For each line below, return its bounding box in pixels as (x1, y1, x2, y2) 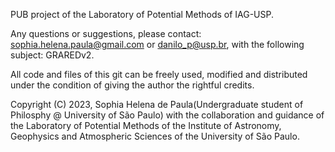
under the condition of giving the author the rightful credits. (10, 79, 255, 91)
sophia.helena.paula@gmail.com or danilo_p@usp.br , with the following (10, 39, 305, 50)
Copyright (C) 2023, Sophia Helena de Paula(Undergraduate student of (10, 99, 304, 110)
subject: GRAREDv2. (10, 49, 95, 61)
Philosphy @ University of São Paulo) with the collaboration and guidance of (10, 109, 325, 121)
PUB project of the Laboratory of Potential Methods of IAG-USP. (10, 9, 275, 20)
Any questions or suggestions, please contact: (10, 28, 202, 39)
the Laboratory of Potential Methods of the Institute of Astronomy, (10, 120, 282, 131)
